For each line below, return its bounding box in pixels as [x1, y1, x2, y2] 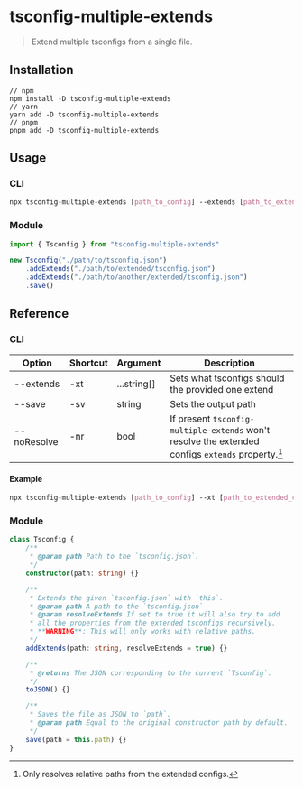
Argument [116, 357, 161, 369]
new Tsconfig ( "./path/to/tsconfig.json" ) [9, 255, 168, 265]
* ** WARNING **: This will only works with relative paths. [29, 627, 256, 636]
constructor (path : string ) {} [25, 569, 140, 578]
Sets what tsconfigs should [170, 372, 285, 385]
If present [170, 413, 211, 425]
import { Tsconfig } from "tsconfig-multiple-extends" [9, 239, 220, 249]
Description [204, 357, 255, 369]
